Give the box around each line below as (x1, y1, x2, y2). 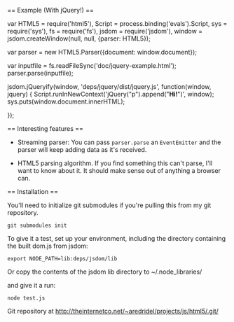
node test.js (7, 295, 46, 302)
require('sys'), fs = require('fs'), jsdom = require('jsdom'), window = (7, 27, 203, 35)
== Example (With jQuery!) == (7, 6, 95, 14)
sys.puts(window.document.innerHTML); (7, 97, 125, 106)
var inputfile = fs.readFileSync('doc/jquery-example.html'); (7, 62, 177, 69)
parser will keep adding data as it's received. (17, 146, 147, 153)
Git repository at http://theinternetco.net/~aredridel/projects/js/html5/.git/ (7, 307, 219, 315)
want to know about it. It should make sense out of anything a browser (17, 167, 221, 174)
